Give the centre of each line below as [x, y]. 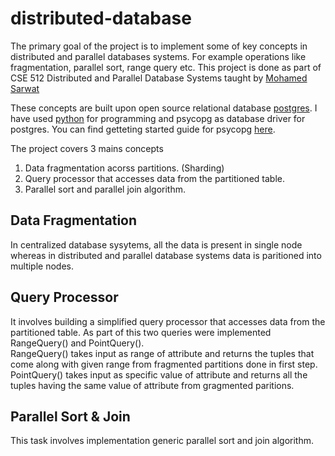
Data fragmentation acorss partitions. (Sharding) [124, 168]
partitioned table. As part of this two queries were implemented [141, 332]
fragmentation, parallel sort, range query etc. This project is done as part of [166, 67]
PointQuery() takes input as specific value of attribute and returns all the [159, 374]
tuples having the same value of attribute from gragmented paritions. [152, 385]
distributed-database [101, 18]
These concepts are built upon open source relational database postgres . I [164, 108]
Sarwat [25, 88]
